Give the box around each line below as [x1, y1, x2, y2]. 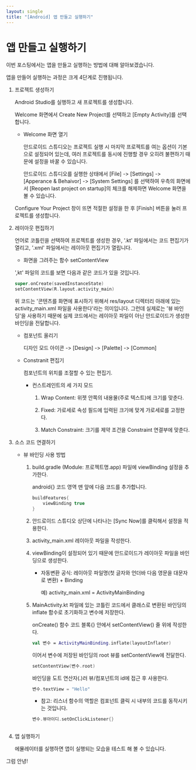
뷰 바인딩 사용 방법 [23, 451, 66, 458]
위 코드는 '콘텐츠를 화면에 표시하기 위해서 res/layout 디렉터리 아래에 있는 [14, 298, 181, 305]
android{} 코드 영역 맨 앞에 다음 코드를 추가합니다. [32, 483, 147, 490]
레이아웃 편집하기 [14, 225, 54, 232]
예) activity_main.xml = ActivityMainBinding [40, 589, 145, 596]
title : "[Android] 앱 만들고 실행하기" [6, 14, 94, 20]
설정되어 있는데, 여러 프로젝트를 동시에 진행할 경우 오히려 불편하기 [34, 150, 184, 158]
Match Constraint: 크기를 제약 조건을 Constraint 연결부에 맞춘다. [40, 427, 190, 434]
